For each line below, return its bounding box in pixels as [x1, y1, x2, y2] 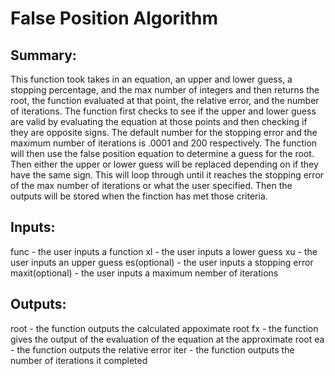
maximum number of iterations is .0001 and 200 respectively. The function [10, 137, 318, 149]
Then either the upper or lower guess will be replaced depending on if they [10, 158, 319, 170]
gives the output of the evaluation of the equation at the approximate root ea [10, 333, 325, 345]
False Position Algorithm [10, 7, 219, 30]
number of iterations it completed [10, 354, 148, 366]
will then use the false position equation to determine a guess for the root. [10, 148, 315, 159]
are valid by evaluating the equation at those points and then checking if [10, 116, 308, 127]
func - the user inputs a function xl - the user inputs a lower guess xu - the [10, 245, 318, 257]
